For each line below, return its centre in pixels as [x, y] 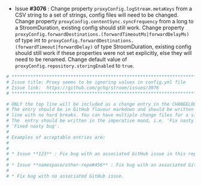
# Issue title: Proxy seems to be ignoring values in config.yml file [96, 82]
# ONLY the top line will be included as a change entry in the [88, 104]
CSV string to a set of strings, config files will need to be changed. [97, 15]
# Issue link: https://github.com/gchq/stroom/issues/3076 [83, 88]
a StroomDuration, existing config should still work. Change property [99, 27]
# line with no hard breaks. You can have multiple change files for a [97, 115]
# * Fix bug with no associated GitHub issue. [65, 176]
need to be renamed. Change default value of [71, 59]
